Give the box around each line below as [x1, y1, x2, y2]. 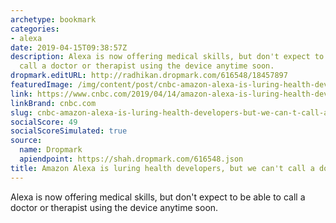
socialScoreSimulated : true [10, 126, 128, 136]
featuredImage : [10, 80, 74, 90]
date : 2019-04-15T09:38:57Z [10, 42, 128, 53]
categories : [10, 24, 60, 34]
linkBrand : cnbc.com [10, 98, 97, 108]
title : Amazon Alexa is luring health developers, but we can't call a [10, 163, 315, 173]
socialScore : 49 [10, 117, 78, 127]
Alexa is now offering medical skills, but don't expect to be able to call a [10, 191, 306, 203]
